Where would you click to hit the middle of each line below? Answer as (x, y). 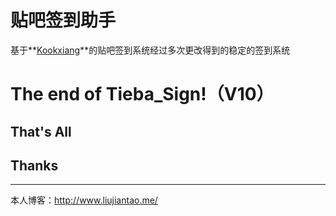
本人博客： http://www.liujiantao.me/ (84, 200)
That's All (41, 131)
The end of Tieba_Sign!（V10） (142, 94)
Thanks (34, 165)
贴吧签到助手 (63, 20)
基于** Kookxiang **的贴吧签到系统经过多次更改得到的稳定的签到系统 (150, 50)
